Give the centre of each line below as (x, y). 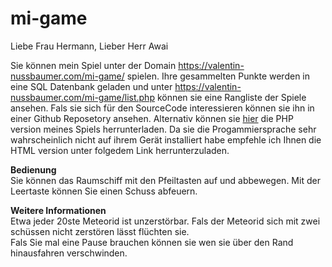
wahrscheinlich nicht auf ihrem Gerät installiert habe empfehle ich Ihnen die (166, 139)
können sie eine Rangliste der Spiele (231, 97)
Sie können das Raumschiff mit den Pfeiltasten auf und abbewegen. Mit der (165, 180)
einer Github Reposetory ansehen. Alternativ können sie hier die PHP (152, 118)
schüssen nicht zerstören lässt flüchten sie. (100, 231)
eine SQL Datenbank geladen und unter (91, 86)
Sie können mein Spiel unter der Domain (93, 65)
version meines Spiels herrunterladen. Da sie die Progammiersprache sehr (163, 129)
